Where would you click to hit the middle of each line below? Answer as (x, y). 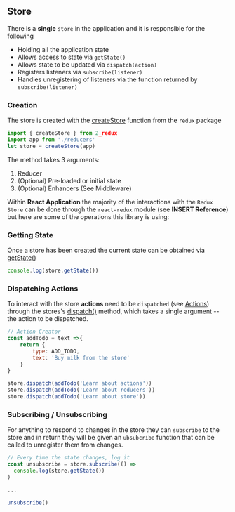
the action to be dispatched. (48, 319)
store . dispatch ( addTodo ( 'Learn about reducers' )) (81, 390)
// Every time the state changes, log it (69, 458)
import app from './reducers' (52, 140)
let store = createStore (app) (52, 146)
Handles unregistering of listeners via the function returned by (107, 79)
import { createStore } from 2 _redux (62, 133)
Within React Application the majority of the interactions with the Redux (110, 202)
